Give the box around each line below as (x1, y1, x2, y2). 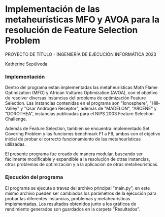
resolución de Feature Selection (5, 25, 138, 36)
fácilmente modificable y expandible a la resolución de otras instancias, (5, 156, 150, 162)
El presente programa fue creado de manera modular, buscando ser (5, 151, 143, 157)
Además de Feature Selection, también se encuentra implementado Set (5, 126, 150, 131)
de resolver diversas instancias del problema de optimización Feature (5, 95, 146, 101)
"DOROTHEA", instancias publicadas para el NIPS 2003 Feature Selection (5, 111, 154, 117)
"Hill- (149, 100, 160, 106)
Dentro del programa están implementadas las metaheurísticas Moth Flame (5, 85, 158, 90)
